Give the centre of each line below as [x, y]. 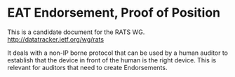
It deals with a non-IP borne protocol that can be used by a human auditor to [118, 53]
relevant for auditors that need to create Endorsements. [87, 67]
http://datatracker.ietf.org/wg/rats [55, 39]
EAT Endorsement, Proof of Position [114, 13]
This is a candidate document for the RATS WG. [76, 32]
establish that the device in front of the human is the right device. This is [112, 60]
